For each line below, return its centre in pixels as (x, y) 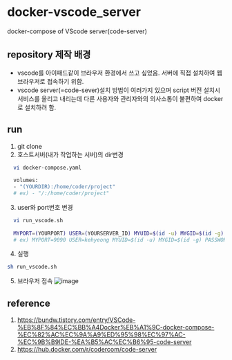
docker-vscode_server (74, 12)
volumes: (26, 181)
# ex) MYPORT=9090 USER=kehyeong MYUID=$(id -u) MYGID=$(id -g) (108, 240)
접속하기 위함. (66, 81)
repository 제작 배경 (49, 55)
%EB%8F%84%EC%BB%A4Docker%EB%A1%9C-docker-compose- (116, 327)
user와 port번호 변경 (45, 207)
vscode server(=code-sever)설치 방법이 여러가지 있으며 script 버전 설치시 (119, 90)
